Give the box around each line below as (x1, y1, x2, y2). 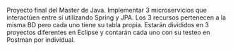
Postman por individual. (6, 36, 76, 44)
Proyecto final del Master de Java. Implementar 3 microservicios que (6, 6, 208, 14)
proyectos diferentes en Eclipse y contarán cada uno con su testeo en (6, 28, 210, 36)
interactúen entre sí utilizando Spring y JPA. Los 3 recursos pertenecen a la (6, 13, 227, 22)
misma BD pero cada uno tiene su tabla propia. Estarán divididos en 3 (6, 21, 209, 29)
